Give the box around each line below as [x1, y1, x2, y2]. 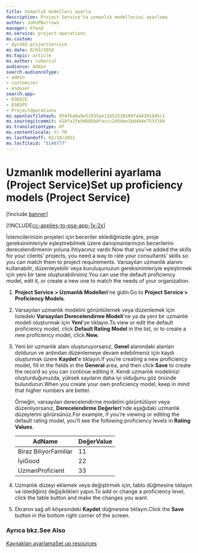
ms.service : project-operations [6, 31, 86, 37]
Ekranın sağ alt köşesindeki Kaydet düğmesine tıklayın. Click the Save [14, 505, 184, 512]
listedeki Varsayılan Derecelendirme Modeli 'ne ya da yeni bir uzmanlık [14, 312, 189, 319]
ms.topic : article [6, 53, 51, 58]
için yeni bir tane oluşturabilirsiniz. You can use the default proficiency [6, 271, 176, 278]
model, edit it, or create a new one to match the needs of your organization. [6, 277, 190, 284]
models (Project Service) [6, 191, 131, 204]
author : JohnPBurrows [6, 19, 60, 25]
